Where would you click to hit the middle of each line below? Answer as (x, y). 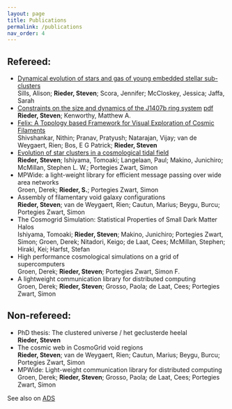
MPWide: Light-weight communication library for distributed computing (119, 369)
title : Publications (37, 20)
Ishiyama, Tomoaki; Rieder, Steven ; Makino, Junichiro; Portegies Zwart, (120, 234)
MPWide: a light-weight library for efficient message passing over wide (119, 175)
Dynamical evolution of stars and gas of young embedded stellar (110, 78)
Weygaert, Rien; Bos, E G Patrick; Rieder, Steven (87, 145)
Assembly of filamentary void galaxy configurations (91, 197)
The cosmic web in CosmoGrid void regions (80, 347)
